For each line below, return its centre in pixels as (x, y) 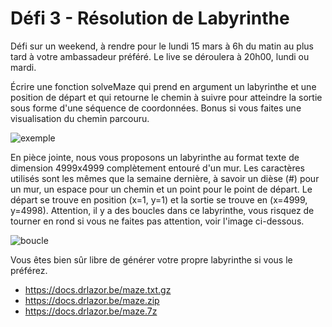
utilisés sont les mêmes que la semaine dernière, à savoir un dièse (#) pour (165, 178)
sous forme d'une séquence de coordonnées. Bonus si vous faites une (156, 108)
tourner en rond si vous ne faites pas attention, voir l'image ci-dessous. (157, 221)
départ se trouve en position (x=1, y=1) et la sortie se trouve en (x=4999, (159, 199)
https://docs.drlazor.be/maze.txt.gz (98, 289)
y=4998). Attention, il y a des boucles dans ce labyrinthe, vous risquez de (162, 210)
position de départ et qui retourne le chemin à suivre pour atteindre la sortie (166, 97)
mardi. (23, 67)
